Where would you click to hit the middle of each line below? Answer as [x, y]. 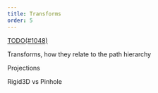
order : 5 [20, 20]
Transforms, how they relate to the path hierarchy [79, 54]
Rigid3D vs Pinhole [35, 81]
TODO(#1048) [28, 40]
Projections [24, 68]
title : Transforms [34, 14]
